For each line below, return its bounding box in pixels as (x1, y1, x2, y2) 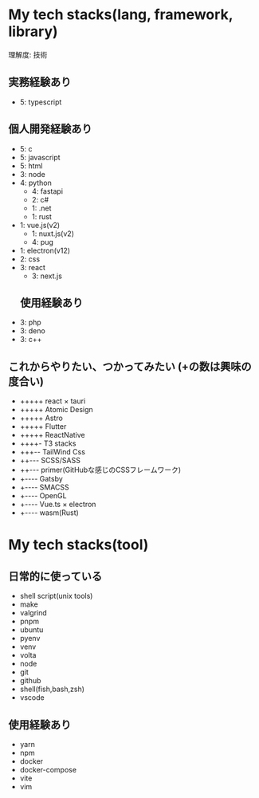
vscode (19, 693, 45, 702)
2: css (19, 254, 41, 264)
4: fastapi (31, 186, 64, 196)
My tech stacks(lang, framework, (8, 6, 233, 24)
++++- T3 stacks (19, 438, 77, 448)
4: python (19, 178, 52, 187)
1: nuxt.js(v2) (31, 229, 74, 238)
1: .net (31, 203, 52, 213)
